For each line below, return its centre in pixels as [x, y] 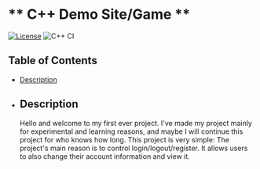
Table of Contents [53, 61]
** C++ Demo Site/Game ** [99, 14]
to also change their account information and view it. [104, 156]
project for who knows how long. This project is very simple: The [125, 139]
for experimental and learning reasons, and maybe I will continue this [131, 131]
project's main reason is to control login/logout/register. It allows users [134, 148]
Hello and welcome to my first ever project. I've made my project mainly [136, 123]
